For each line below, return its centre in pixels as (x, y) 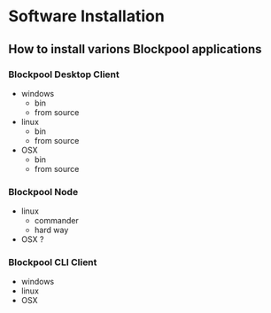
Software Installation (86, 16)
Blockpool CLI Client (53, 262)
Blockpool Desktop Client (64, 74)
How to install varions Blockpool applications (135, 49)
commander (56, 221)
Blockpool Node (43, 192)
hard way (51, 230)
